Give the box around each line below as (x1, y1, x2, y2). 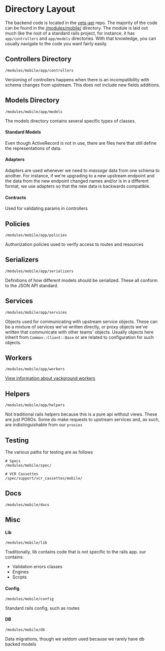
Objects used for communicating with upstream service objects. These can (5, 319, 158, 325)
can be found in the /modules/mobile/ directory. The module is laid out (5, 25, 148, 31)
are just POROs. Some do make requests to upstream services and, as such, (5, 417, 160, 423)
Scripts (12, 574, 27, 580)
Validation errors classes (12, 564, 63, 570)
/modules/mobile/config (5, 596, 54, 601)
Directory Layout (5, 3, 75, 15)
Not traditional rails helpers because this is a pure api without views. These (5, 411, 158, 417)
